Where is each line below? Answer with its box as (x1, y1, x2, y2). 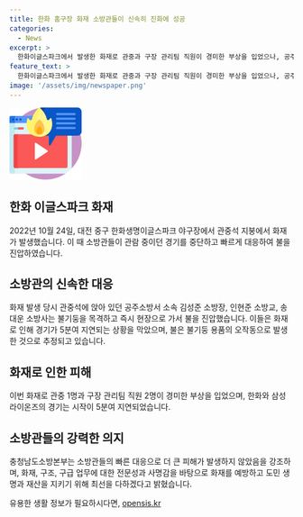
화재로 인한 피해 (9, 365, 92, 380)
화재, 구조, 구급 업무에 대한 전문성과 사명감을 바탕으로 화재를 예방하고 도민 (21, 467, 281, 477)
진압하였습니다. (9, 248, 63, 258)
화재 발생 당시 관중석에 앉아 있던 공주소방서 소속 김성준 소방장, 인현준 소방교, (9, 302, 279, 313)
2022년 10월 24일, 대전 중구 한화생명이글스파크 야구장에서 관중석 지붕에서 (9, 225, 271, 236)
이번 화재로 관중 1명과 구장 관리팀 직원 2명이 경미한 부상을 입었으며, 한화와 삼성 (9, 390, 287, 401)
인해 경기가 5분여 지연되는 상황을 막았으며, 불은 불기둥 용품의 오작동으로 (18, 324, 271, 335)
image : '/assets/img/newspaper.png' (9, 81, 147, 90)
